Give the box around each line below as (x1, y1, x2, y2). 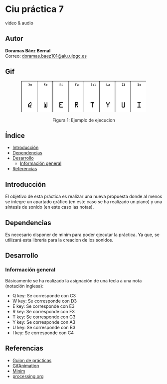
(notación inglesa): (5, 283, 44, 289)
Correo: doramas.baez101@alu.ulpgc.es (5, 53, 87, 59)
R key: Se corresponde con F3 (12, 308, 75, 314)
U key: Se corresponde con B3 (12, 324, 76, 330)
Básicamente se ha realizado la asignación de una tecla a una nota (5, 277, 142, 283)
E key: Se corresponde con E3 (12, 303, 75, 309)
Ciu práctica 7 (5, 3, 64, 15)
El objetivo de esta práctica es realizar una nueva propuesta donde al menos (5, 193, 163, 200)
